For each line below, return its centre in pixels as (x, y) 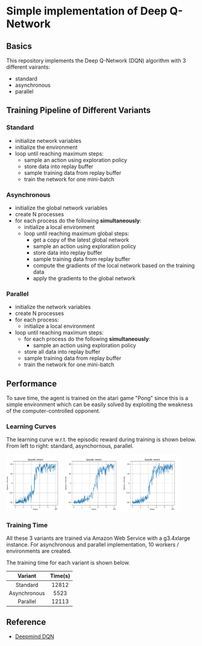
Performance (32, 384)
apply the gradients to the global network (84, 278)
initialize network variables (48, 140)
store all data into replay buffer (62, 352)
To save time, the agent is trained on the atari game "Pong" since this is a (97, 398)
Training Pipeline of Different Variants (78, 111)
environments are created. (39, 551)
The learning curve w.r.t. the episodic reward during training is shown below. (101, 440)
